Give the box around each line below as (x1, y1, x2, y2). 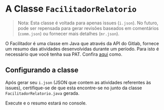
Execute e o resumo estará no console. (5, 100, 87, 106)
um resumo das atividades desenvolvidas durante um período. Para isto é (5, 46, 159, 52)
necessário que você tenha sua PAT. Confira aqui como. (5, 51, 123, 57)
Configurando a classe (5, 66, 79, 75)
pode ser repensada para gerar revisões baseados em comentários (17, 25, 159, 31)
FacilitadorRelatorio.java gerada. (5, 90, 80, 96)
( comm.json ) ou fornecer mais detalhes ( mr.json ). (17, 30, 120, 36)
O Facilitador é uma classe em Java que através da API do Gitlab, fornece (5, 40, 159, 46)
